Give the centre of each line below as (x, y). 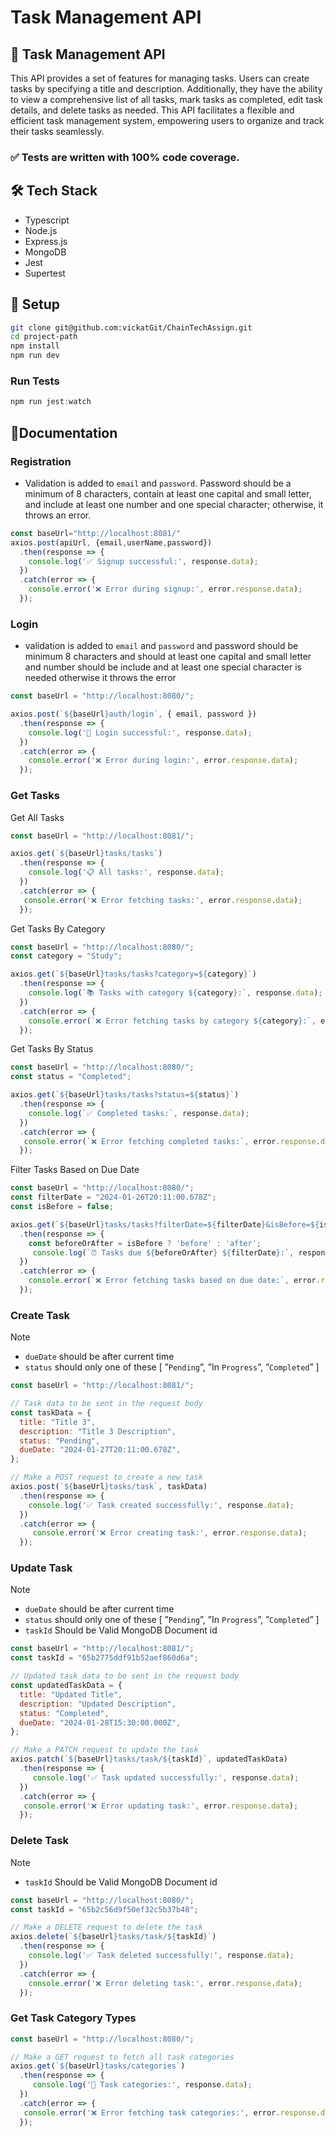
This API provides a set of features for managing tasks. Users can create (160, 78)
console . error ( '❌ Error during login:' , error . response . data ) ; (163, 761)
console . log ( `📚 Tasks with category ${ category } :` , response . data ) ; (175, 993)
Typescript (47, 220)
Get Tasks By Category (58, 928)
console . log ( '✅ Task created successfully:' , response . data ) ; (161, 1505)
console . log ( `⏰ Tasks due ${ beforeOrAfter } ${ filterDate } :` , (163, 1252)
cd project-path (44, 337)
